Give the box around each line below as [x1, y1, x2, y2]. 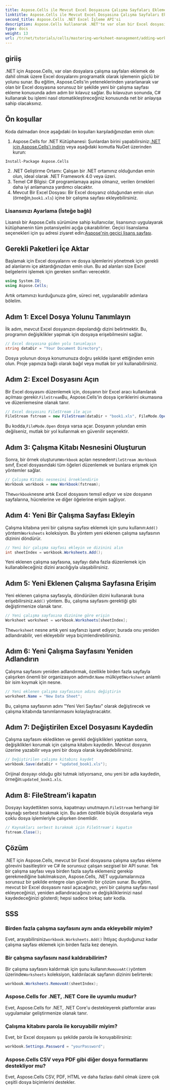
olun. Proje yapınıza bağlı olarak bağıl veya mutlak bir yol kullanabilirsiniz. [5, 360, 158, 367]
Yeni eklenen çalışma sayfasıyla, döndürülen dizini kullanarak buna [5, 593, 144, 599]
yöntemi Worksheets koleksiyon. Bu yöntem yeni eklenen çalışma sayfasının [5, 530, 160, 536]
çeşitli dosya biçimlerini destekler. [5, 1079, 76, 1085]
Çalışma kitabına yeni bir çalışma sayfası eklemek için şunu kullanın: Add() [5, 524, 158, 530]
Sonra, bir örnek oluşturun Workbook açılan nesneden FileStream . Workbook [5, 457, 157, 463]
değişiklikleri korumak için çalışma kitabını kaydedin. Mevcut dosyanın [5, 742, 151, 748]
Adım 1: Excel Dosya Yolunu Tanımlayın [5, 312, 131, 321]
